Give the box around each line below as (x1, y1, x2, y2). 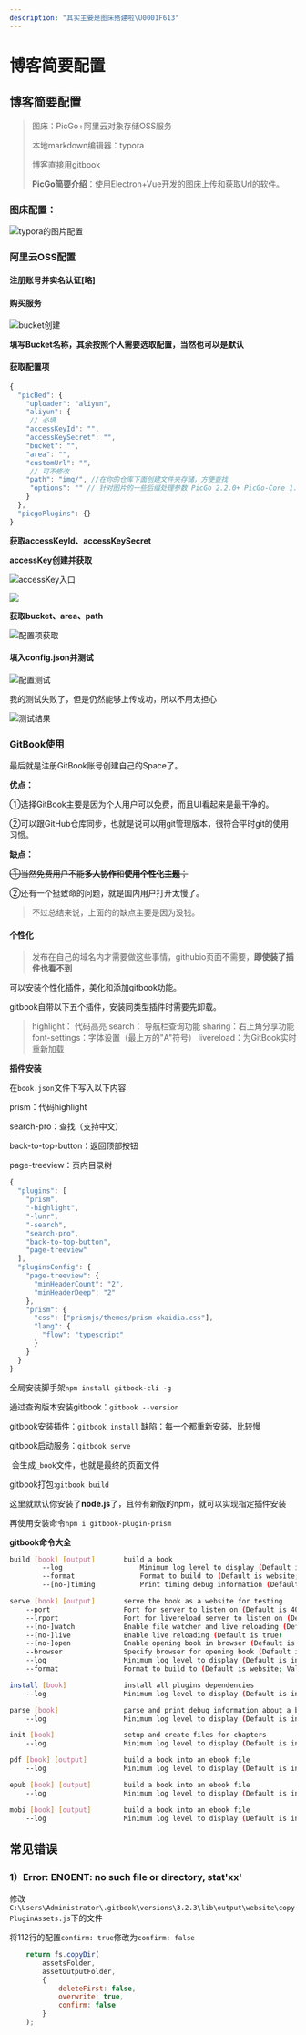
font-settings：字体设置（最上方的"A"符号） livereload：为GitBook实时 (31, 1033, 298, 1043)
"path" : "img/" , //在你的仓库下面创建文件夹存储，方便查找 (25, 475, 229, 484)
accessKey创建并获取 (9, 555, 93, 565)
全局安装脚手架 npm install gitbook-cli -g (9, 1381, 172, 1393)
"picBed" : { (17, 391, 64, 400)
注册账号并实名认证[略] (9, 275, 96, 286)
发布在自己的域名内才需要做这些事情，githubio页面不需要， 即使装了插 (31, 951, 294, 962)
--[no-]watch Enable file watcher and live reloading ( (25, 1622, 287, 1631)
